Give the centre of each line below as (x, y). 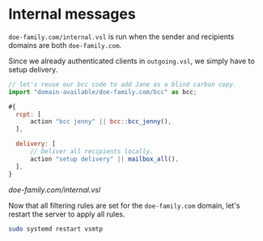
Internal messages (72, 14)
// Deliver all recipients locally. (91, 152)
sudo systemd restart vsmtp (56, 229)
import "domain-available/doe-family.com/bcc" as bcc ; (103, 92)
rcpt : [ (29, 114)
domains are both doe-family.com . (65, 45)
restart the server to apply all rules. (67, 214)
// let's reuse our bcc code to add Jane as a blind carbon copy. (123, 84)
